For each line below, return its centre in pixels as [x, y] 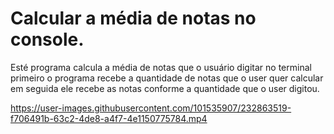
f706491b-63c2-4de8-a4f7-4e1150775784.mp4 [109, 118]
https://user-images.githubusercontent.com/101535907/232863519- [151, 108]
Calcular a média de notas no [133, 18]
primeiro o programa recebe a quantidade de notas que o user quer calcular [167, 78]
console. [47, 39]
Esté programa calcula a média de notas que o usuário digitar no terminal [161, 67]
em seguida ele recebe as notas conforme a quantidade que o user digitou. [165, 88]
